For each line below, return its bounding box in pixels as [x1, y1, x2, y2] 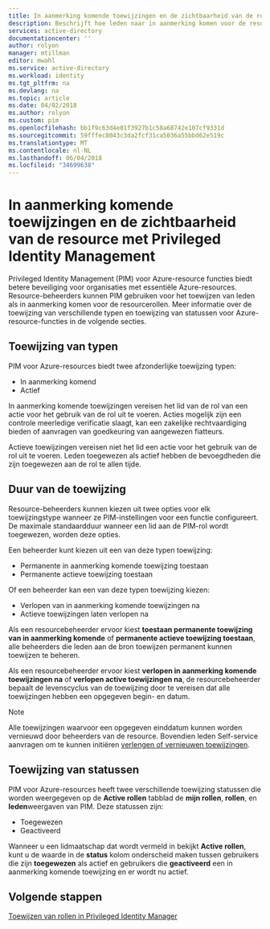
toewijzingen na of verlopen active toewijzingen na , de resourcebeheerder [8, 674, 261, 684]
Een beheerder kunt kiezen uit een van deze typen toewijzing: [8, 545, 213, 555]
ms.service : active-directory [8, 64, 110, 72]
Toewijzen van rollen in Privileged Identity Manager [8, 911, 178, 921]
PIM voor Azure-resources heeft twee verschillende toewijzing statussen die [8, 784, 261, 794]
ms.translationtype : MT [8, 138, 88, 147]
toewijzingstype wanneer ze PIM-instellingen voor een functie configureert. [8, 512, 259, 522]
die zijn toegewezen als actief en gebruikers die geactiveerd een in [8, 858, 233, 868]
